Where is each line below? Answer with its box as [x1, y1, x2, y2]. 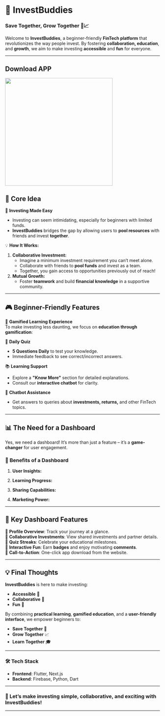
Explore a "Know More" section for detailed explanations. [12, 374, 130, 381]
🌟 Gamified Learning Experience [5, 319, 73, 325]
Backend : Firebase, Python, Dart [12, 676, 79, 682]
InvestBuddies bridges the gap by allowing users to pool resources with [12, 228, 160, 233]
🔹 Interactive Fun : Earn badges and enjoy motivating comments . [5, 544, 137, 550]
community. [19, 284, 44, 290]
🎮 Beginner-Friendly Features [5, 303, 100, 312]
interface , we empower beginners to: [5, 616, 81, 622]
